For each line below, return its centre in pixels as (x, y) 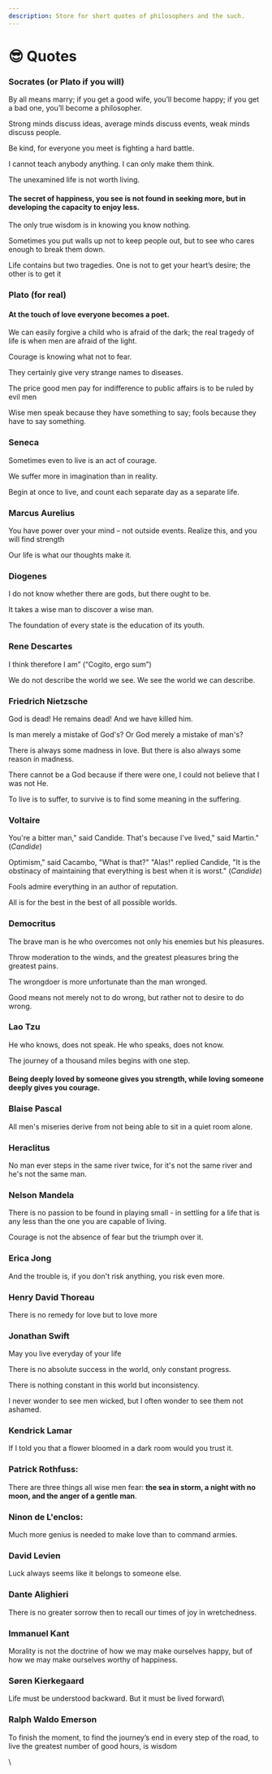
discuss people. (35, 133)
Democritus (32, 924)
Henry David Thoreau (52, 1297)
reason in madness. (41, 758)
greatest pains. (33, 966)
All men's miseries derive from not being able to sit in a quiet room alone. (131, 1126)
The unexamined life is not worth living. (74, 180)
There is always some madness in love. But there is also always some (125, 750)
